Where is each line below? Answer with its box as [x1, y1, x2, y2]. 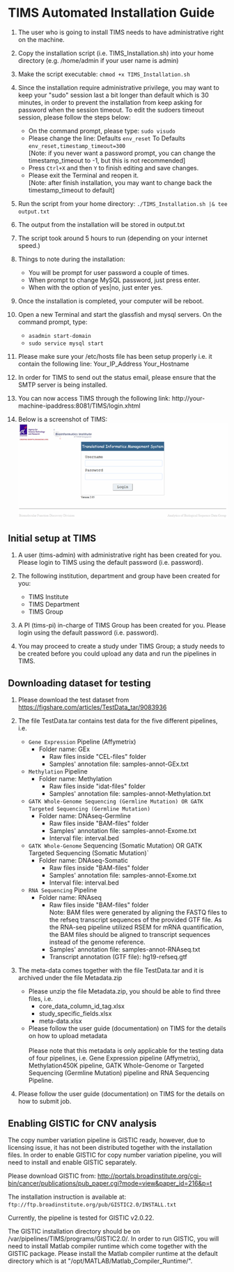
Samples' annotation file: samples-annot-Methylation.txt [49, 790, 211, 798]
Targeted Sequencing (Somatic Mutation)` [28, 849, 149, 857]
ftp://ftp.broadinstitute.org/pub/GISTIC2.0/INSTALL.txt [8, 1201, 177, 1208]
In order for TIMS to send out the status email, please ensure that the [17, 373, 217, 381]
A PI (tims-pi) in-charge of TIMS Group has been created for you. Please [17, 621, 226, 630]
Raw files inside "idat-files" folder [49, 782, 146, 790]
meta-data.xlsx [38, 1017, 82, 1026]
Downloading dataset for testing [8, 677, 152, 689]
